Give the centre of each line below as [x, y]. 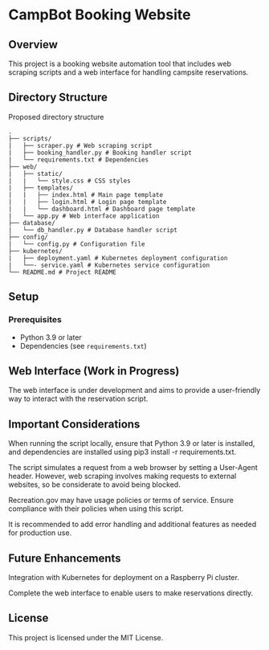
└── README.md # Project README [62, 272]
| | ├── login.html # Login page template [88, 202]
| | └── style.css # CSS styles [69, 181]
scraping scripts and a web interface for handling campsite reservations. [128, 72]
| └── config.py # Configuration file [77, 244]
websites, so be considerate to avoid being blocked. [94, 484]
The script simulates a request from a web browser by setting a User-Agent [133, 468]
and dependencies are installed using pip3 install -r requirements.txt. [122, 452]
